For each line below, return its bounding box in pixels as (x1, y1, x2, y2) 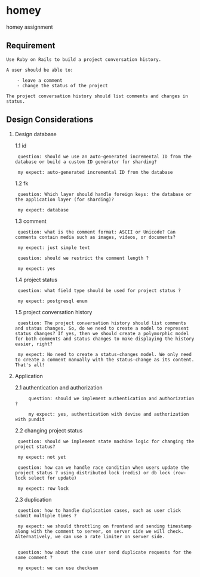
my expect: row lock (17, 485, 69, 492)
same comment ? (14, 554, 53, 560)
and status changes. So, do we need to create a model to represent (14, 325, 189, 332)
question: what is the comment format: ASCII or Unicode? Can (17, 229, 176, 235)
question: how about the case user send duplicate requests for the (17, 549, 192, 555)
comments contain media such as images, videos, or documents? (14, 234, 176, 240)
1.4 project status (14, 276, 58, 283)
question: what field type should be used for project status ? (17, 287, 181, 293)
